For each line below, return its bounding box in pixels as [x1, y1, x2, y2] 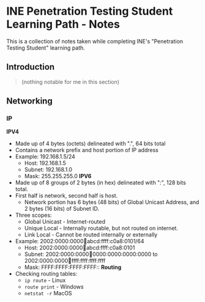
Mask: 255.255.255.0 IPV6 [24, 173, 92, 180]
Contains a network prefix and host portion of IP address [15, 146, 159, 154]
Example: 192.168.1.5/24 [15, 153, 75, 160]
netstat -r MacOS [24, 290, 72, 297]
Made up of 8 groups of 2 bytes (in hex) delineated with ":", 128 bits [15, 179, 187, 186]
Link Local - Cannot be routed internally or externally [24, 231, 158, 238]
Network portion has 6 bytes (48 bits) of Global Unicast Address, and [24, 198, 199, 206]
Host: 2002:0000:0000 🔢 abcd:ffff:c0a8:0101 [24, 244, 135, 252]
